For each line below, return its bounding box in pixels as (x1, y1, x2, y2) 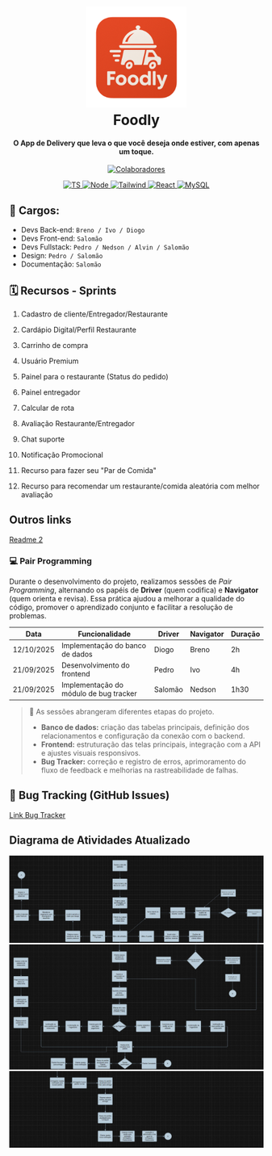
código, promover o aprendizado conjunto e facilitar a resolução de (9, 602, 233, 612)
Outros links (9, 513, 72, 527)
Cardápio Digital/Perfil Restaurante (20, 325, 136, 335)
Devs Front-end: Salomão (20, 233, 103, 244)
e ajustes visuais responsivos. (40, 748, 141, 757)
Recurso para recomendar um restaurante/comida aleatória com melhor (20, 481, 261, 491)
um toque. (119, 146, 154, 156)
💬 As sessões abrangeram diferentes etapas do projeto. (28, 706, 215, 716)
